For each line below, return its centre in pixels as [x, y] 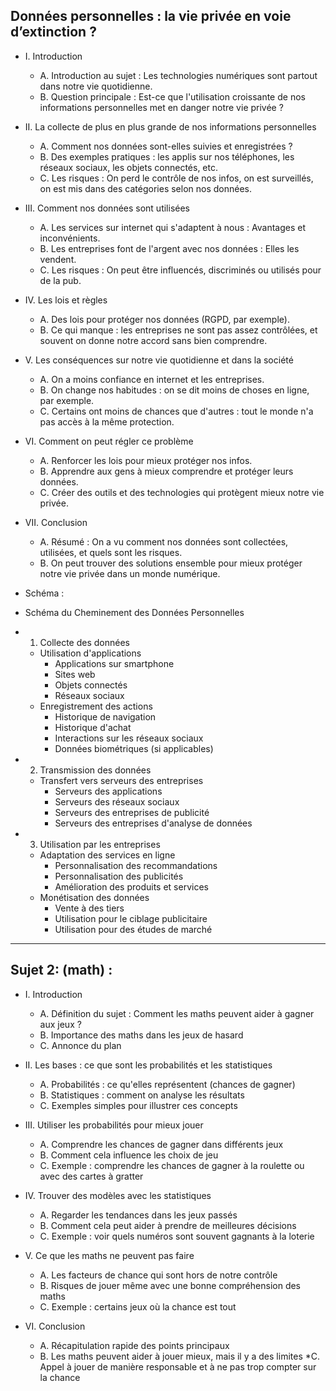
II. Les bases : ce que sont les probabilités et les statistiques [148, 1065]
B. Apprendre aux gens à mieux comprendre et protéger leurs [166, 471]
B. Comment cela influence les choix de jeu [129, 1155]
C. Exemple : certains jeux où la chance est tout [138, 1306]
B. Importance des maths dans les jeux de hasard [141, 1035]
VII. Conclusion [56, 522]
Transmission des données [95, 770]
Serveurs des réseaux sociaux [117, 801]
